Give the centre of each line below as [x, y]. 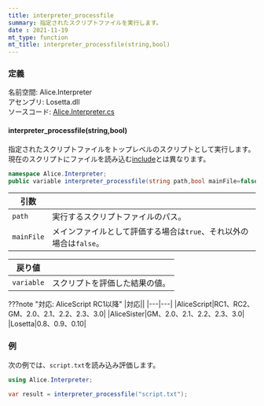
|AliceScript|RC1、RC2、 [214, 304]
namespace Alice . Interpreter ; [58, 174]
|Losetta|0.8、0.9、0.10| [47, 324]
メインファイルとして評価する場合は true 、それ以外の [150, 231]
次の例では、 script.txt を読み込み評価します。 [84, 365]
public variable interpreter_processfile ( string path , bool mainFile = [125, 181]
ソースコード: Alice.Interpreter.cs [62, 112]
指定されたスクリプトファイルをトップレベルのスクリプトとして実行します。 [132, 149]
